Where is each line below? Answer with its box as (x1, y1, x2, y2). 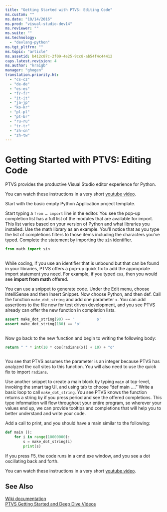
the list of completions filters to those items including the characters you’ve (5, 232, 160, 238)
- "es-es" (9, 86, 30, 91)
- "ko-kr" (9, 105, 30, 110)
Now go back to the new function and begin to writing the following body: (5, 335, 157, 341)
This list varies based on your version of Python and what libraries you (5, 221, 150, 227)
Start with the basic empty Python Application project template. (5, 201, 136, 207)
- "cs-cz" (9, 77, 30, 82)
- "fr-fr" (9, 91, 30, 96)
